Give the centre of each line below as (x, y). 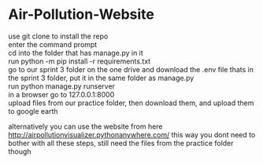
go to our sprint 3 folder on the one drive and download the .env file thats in (131, 69)
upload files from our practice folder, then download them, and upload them (131, 103)
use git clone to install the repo (58, 36)
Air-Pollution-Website (81, 15)
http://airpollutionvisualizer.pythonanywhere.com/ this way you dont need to (132, 134)
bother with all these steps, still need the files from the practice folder (121, 143)
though (20, 151)
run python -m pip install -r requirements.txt (80, 61)
